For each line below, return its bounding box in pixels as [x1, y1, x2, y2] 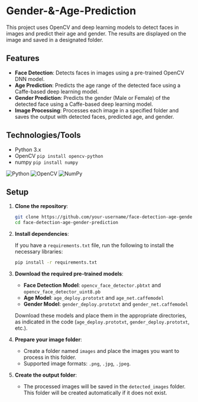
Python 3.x [14, 146, 41, 153]
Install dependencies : [14, 231, 69, 238]
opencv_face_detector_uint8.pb [23, 289, 101, 295]
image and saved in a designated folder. [6, 36, 103, 43]
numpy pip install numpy [14, 158, 79, 166]
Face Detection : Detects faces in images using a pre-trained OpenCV [14, 69, 184, 76]
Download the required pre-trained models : [14, 270, 124, 277]
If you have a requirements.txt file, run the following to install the [14, 242, 174, 249]
